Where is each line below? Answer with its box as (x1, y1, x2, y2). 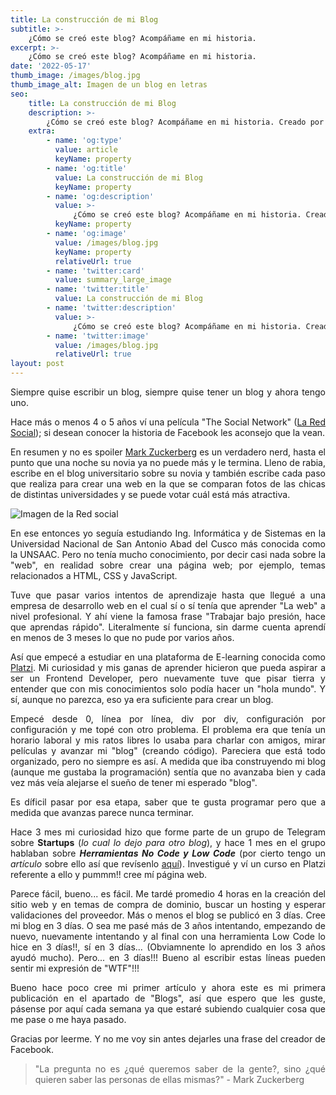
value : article (54, 145, 118, 155)
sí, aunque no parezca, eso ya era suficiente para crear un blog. (10, 694, 274, 705)
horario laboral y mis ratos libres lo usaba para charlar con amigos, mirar (10, 734, 326, 746)
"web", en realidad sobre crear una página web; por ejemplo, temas (10, 559, 326, 571)
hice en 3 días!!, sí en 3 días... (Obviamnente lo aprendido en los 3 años (10, 941, 326, 953)
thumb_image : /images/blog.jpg (10, 71, 141, 81)
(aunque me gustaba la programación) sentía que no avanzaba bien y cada (10, 766, 326, 778)
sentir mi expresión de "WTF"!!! (10, 962, 140, 974)
